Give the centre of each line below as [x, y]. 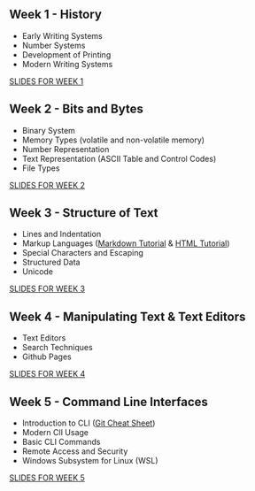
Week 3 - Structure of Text [84, 213]
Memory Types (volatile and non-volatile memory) [113, 140]
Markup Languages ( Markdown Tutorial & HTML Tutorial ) [126, 243]
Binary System [48, 130]
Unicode [38, 272]
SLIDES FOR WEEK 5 [47, 478]
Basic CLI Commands [61, 442]
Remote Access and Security [75, 451]
